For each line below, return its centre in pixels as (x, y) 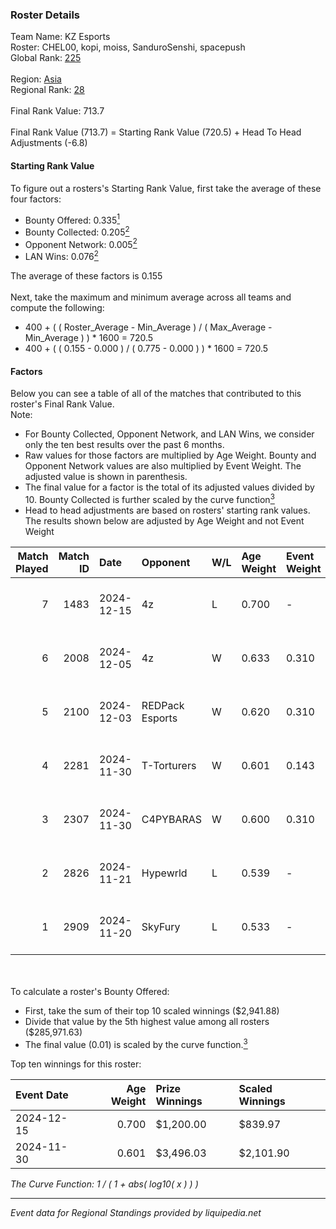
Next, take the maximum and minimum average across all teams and (151, 297)
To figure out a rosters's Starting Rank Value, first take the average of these (166, 188)
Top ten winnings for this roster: (76, 1064)
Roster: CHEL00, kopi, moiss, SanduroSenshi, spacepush (128, 47)
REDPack (163, 705)
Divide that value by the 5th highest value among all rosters (147, 1021)
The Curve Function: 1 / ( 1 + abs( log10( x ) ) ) (104, 1184)
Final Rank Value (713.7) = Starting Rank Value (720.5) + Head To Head (156, 132)
